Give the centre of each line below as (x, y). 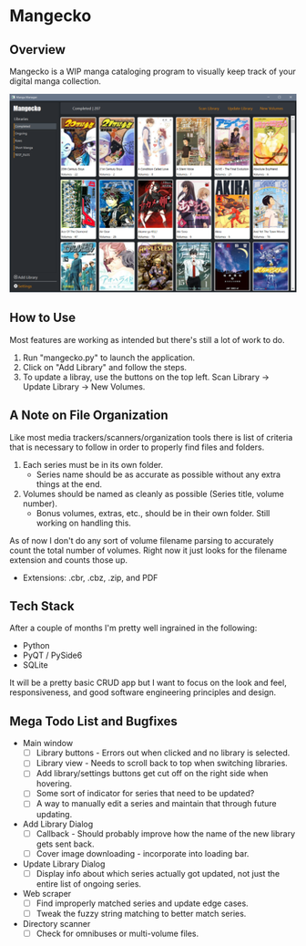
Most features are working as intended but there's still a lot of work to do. (147, 339)
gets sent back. (65, 844)
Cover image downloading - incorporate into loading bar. (143, 853)
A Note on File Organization (89, 416)
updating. (54, 814)
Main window (48, 743)
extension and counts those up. (69, 560)
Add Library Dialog (58, 824)
